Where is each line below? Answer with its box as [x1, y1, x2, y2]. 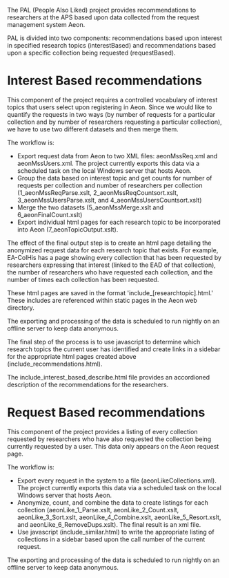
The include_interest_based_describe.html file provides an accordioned [7, 373, 210, 381]
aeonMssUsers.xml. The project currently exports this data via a [17, 159, 200, 167]
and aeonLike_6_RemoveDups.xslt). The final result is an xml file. [17, 520, 201, 528]
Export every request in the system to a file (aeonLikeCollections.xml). [17, 476, 217, 485]
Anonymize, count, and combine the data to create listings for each [17, 498, 208, 507]
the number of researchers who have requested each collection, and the [7, 268, 213, 276]
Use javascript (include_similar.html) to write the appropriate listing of [17, 528, 215, 536]
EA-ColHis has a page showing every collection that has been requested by [7, 253, 222, 261]
